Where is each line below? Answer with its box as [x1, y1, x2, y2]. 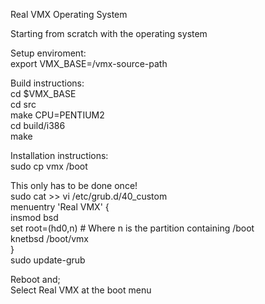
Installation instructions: [10, 150, 109, 161]
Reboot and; [10, 274, 61, 285]
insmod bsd [10, 212, 59, 223]
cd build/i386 [10, 120, 66, 131]
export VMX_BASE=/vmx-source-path [10, 58, 168, 69]
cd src [10, 99, 37, 110]
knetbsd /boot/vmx [10, 233, 89, 244]
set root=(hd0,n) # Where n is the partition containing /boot [10, 222, 255, 234]
